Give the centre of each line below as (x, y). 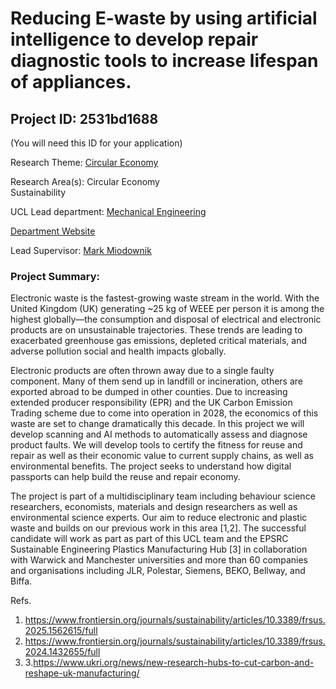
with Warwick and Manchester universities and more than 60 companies (159, 560)
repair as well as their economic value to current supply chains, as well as (162, 456)
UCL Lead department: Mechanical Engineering (108, 211)
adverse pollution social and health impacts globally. (118, 351)
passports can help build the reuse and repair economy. (125, 477)
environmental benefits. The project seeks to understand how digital (151, 466)
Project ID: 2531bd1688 (84, 118)
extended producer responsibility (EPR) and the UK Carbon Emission (151, 403)
